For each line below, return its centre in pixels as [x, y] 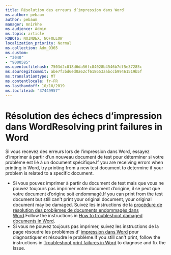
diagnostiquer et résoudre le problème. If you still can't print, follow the [87, 237]
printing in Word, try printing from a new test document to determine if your [84, 168]
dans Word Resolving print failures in [84, 127]
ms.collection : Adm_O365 [32, 48]
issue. [19, 248]
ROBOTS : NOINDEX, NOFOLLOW [34, 39]
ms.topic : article [25, 34]
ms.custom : [17, 53]
